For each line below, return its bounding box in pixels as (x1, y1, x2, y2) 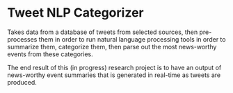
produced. (7, 78, 37, 86)
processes (7, 35, 38, 43)
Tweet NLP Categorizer (7, 5, 144, 21)
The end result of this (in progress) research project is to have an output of (7, 63, 222, 71)
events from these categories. (7, 50, 93, 58)
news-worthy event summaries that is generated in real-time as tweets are (7, 71, 221, 79)
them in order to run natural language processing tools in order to (38, 35, 226, 43)
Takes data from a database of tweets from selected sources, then (7, 28, 198, 36)
